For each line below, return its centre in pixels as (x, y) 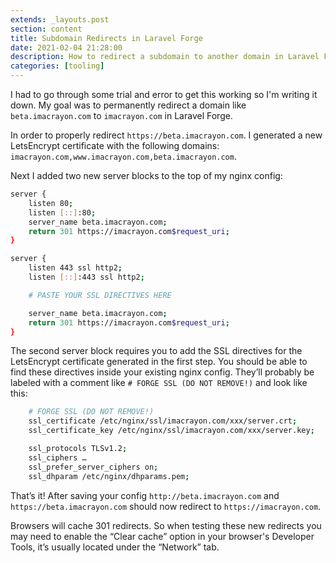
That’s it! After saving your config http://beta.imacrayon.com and (145, 495)
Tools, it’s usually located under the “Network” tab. (115, 547)
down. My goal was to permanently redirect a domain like (128, 105)
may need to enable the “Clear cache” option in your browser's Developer (162, 536)
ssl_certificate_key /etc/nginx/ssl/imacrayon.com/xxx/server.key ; (171, 431)
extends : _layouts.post (60, 19)
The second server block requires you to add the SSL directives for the (156, 351)
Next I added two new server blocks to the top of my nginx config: (146, 175)
